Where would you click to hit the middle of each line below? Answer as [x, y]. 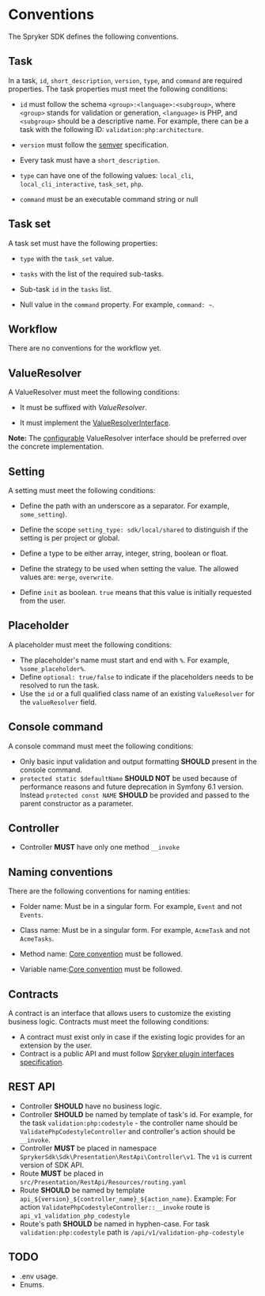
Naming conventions [61, 872]
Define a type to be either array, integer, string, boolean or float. [124, 553]
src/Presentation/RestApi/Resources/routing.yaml [103, 1182]
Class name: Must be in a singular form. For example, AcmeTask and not [135, 930]
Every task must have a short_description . [90, 160]
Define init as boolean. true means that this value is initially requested [135, 592]
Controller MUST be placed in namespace [88, 1148]
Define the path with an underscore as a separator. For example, [125, 506]
